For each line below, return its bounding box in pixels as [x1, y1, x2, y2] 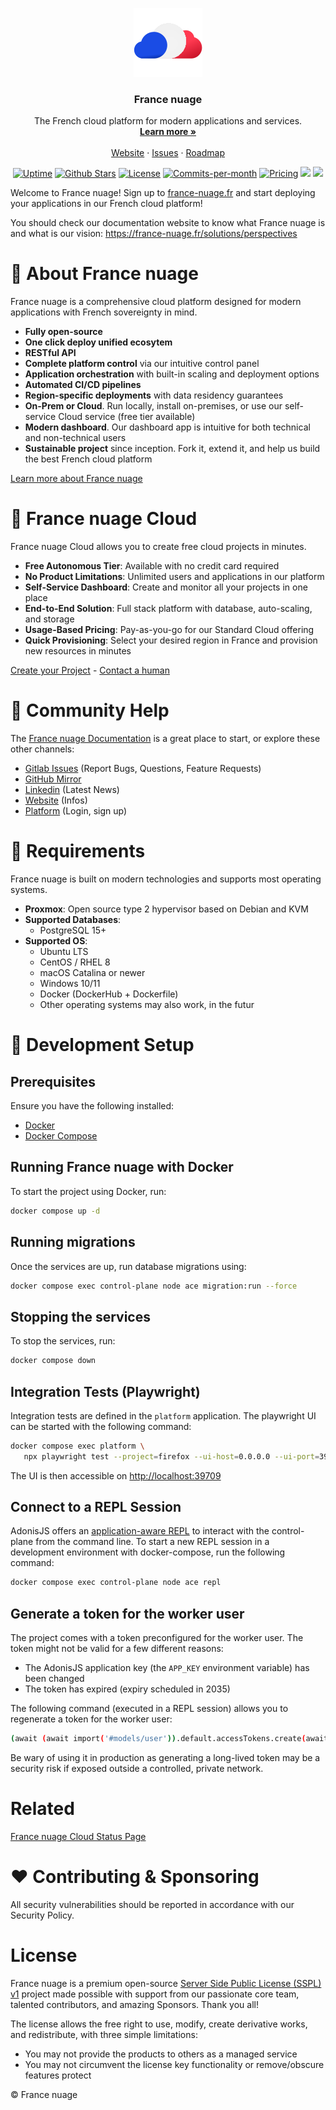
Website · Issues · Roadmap [111, 147, 225, 159]
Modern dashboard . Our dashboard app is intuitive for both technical [24, 421, 311, 433]
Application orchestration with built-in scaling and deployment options [24, 368, 320, 380]
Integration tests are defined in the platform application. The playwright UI [10, 1409, 317, 1422]
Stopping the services [10, 1308, 151, 1325]
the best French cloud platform [24, 453, 153, 465]
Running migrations [10, 1234, 136, 1251]
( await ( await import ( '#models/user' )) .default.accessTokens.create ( [10, 1734, 307, 1744]
